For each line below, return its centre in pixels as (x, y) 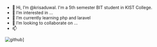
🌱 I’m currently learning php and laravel (51, 18)
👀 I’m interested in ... (32, 13)
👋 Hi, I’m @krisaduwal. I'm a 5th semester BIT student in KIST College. (82, 8)
